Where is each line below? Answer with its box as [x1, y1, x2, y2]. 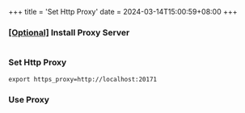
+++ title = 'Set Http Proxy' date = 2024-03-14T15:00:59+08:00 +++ [8, 7, 238, 16]
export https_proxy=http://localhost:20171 [8, 75, 158, 83]
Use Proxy [8, 94, 50, 105]
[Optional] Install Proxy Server [8, 27, 130, 38]
